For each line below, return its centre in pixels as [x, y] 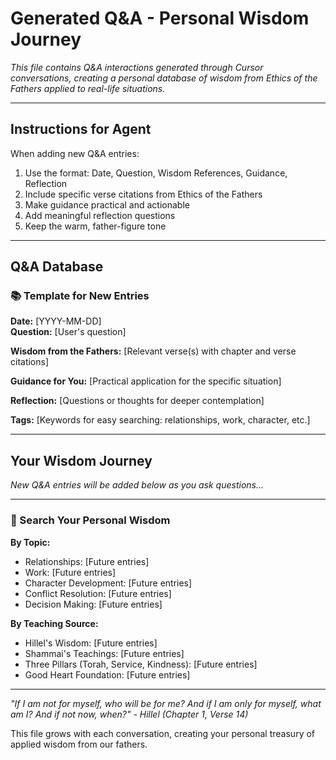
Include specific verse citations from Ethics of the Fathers [143, 194]
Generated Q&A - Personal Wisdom [160, 18]
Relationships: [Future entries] [87, 561]
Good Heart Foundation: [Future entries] [107, 674]
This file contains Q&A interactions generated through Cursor [137, 67]
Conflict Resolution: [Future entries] [98, 593]
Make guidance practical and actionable [107, 204]
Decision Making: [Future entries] [93, 604]
